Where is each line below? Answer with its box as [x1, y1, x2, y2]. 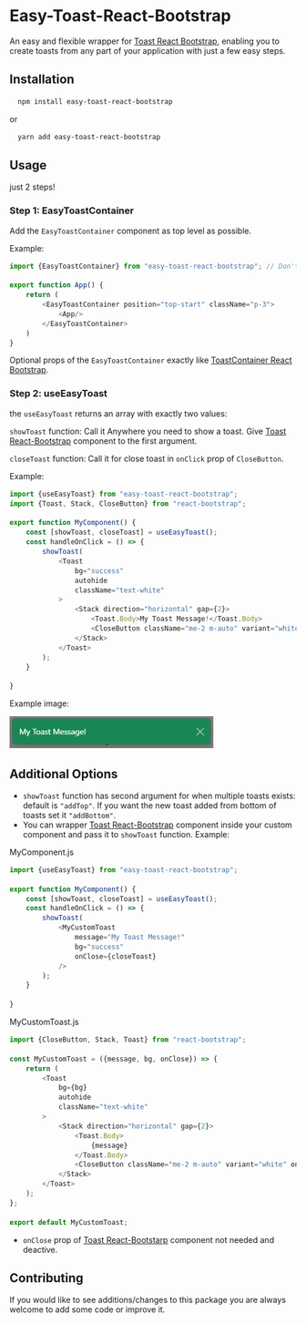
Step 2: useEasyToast [9, 387, 107, 400]
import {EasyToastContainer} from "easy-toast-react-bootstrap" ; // [9, 262, 275, 271]
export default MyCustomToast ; [9, 1217, 128, 1226]
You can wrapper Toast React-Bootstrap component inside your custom [22, 819, 293, 830]
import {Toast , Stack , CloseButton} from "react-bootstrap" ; [9, 498, 247, 508]
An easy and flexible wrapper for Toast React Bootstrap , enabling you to [9, 36, 280, 46]
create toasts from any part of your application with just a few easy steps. [9, 45, 286, 56]
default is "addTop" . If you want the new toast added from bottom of [22, 799, 277, 811]
